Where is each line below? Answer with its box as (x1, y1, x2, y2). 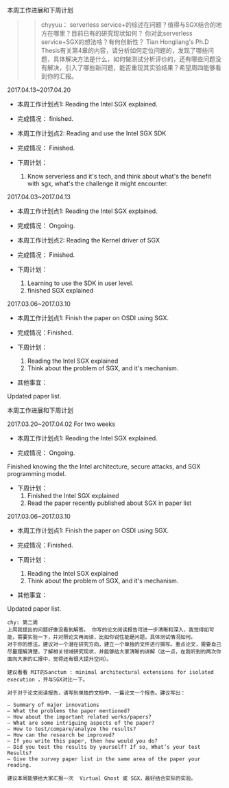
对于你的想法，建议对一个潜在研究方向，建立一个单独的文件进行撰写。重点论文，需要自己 (7, 641, 221, 648)
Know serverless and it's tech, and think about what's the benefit (27, 172, 211, 180)
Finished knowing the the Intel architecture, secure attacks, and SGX (7, 462, 201, 471)
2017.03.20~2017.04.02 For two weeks (7, 420, 115, 428)
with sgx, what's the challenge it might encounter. (27, 179, 168, 188)
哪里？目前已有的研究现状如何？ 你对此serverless (53, 30, 193, 37)
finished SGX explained (27, 286, 94, 294)
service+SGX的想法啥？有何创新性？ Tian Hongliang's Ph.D (40, 38, 209, 46)
